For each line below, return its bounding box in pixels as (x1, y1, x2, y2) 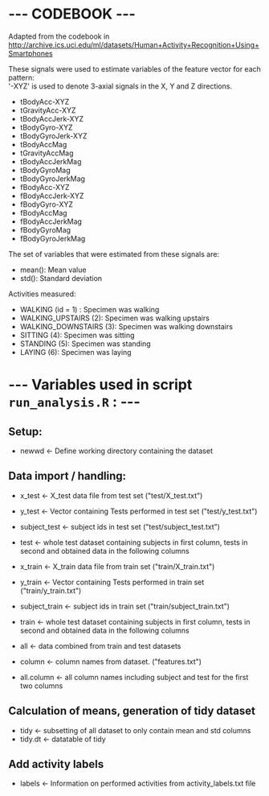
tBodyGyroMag (19, 165, 71, 175)
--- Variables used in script (8, 376, 193, 394)
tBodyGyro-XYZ (19, 122, 74, 132)
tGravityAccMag (19, 148, 74, 158)
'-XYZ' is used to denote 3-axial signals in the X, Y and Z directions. (8, 81, 233, 91)
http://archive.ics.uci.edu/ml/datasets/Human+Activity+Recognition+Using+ (8, 39, 259, 49)
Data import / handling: (8, 469, 127, 483)
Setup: (8, 424, 43, 439)
